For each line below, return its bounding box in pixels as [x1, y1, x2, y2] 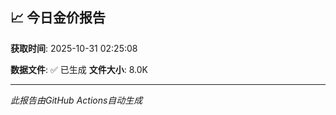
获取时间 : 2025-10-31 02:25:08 [10, 42, 138, 54]
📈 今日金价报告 [10, 9, 107, 27]
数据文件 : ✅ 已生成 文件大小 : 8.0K [10, 63, 148, 75]
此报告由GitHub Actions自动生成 [10, 94, 143, 106]
